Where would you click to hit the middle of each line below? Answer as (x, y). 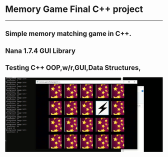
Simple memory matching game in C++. (68, 34)
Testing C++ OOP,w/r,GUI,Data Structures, (73, 68)
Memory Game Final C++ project (74, 9)
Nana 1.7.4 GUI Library (40, 51)
